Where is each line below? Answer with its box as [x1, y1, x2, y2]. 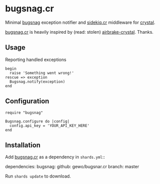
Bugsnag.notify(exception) [9, 79, 65, 84]
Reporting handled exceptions [5, 57, 67, 62]
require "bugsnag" [5, 110, 43, 115]
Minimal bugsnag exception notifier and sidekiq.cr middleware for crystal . [5, 19, 156, 25]
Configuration [5, 97, 50, 106]
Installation [5, 141, 41, 149]
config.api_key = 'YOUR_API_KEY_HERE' [9, 123, 90, 128]
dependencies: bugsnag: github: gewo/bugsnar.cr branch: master [5, 164, 140, 170]
